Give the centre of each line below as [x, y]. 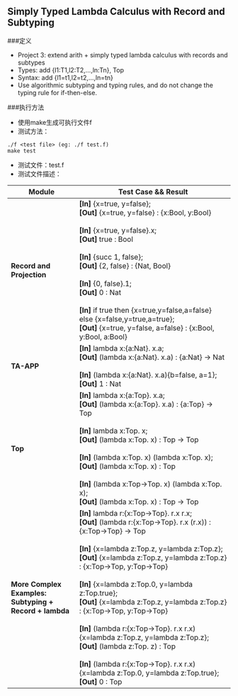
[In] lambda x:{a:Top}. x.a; [122, 395]
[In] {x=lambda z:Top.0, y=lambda [136, 584]
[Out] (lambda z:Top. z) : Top [127, 646]
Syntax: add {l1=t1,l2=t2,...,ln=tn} [65, 77]
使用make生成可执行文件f [55, 122]
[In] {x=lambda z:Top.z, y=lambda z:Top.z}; [151, 548]
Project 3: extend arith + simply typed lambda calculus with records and [123, 55]
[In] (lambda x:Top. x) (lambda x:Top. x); [146, 457]
